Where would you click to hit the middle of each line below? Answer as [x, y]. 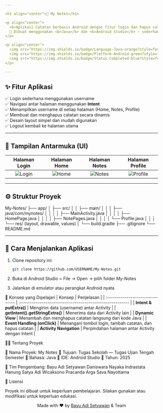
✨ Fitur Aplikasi [29, 87]
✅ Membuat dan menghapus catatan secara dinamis [57, 115]
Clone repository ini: [32, 260]
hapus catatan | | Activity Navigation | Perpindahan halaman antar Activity [80, 328]
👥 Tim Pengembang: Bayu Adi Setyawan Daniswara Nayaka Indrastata [75, 367]
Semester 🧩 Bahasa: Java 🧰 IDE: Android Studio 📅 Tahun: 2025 [68, 357]
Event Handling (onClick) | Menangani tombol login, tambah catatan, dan [78, 323]
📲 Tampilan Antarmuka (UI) [47, 146]
